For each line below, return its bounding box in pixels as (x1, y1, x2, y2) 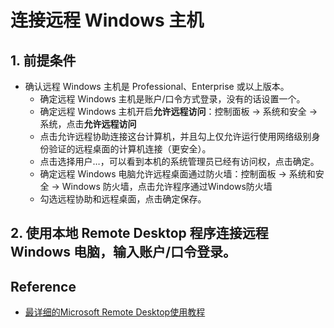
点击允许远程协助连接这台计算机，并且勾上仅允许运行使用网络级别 (39, 131, 312, 142)
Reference (10, 278, 77, 295)
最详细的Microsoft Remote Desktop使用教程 (24, 306, 206, 318)
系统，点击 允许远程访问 (39, 118, 137, 130)
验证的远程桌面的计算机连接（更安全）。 (48, 143, 212, 155)
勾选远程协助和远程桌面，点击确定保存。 (39, 193, 207, 205)
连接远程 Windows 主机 (10, 9, 205, 32)
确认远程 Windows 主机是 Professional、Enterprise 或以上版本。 (24, 81, 290, 92)
